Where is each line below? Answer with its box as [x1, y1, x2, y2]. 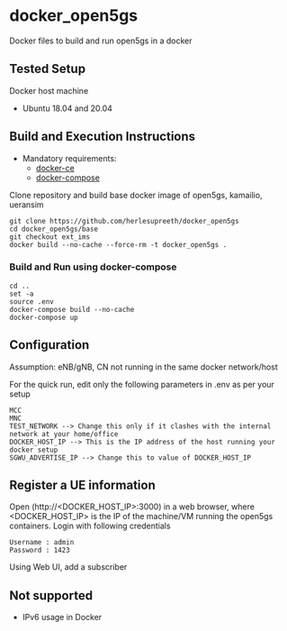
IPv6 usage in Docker [22, 612, 103, 623]
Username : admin [9, 538, 75, 547]
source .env [9, 297, 54, 306]
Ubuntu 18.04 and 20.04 [22, 103, 112, 114]
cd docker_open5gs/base [9, 224, 99, 233]
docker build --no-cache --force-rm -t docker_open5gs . [9, 240, 228, 249]
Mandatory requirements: [22, 152, 117, 163]
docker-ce [35, 162, 75, 173]
